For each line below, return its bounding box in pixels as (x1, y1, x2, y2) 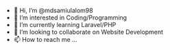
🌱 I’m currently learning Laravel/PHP (13, 21, 117, 28)
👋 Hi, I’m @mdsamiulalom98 (13, 7, 94, 14)
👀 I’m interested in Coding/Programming (13, 14, 127, 22)
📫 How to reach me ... (13, 36, 77, 43)
